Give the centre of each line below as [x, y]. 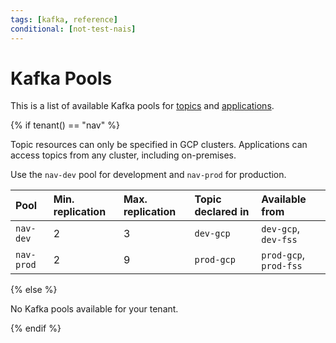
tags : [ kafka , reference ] [64, 19]
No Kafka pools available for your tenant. [94, 309]
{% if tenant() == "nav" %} [65, 125]
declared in [222, 212]
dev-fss [279, 240]
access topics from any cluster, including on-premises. [123, 155]
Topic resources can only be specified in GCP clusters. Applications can [159, 145]
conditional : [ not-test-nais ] [73, 29]
